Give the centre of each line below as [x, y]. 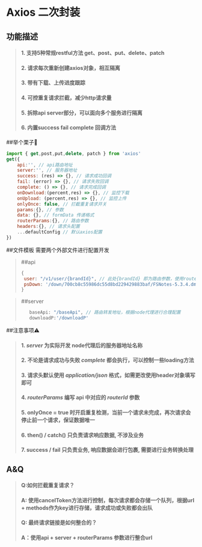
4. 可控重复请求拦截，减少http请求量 [66, 98]
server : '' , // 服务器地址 [47, 170]
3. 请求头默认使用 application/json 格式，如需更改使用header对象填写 [108, 375]
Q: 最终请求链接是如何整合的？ [59, 523]
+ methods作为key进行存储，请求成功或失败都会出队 [87, 508]
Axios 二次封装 [43, 12]
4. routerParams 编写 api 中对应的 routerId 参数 [80, 397]
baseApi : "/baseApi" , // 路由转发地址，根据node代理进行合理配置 [105, 312]
